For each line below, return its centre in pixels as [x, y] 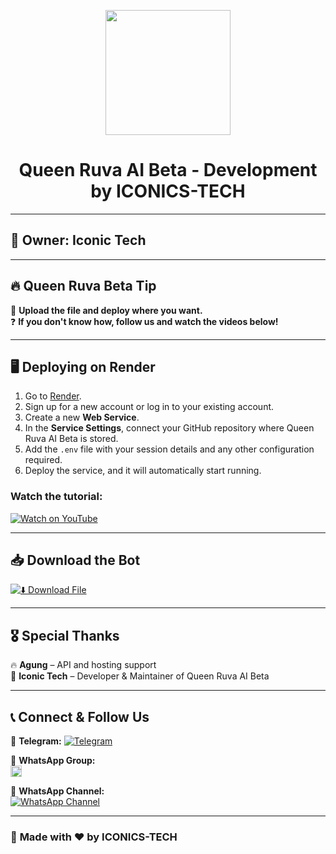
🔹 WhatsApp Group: [53, 761]
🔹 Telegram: [36, 741]
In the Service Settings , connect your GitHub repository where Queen [169, 428]
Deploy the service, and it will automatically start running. [143, 471]
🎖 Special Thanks [65, 635]
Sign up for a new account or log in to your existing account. [149, 407]
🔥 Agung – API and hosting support [83, 665]
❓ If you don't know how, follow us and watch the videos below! [144, 321]
